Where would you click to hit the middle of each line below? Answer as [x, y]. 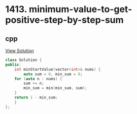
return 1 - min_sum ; [36, 97]
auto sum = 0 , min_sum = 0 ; [53, 74]
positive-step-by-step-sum [64, 20]
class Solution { [24, 60]
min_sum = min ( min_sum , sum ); [55, 88]
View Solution [20, 51]
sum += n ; [34, 83]
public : [13, 65]
